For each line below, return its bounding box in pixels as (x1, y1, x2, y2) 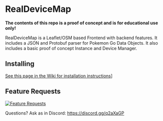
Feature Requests (5, 87, 61, 96)
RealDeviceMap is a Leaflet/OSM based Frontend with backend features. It (5, 35, 158, 41)
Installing (5, 60, 35, 68)
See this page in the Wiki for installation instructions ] (5, 73, 113, 79)
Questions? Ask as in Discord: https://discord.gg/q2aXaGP (5, 110, 125, 116)
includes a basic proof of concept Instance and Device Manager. (5, 45, 137, 51)
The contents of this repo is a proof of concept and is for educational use (5, 20, 159, 26)
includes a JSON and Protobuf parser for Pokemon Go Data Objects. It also (5, 40, 159, 46)
